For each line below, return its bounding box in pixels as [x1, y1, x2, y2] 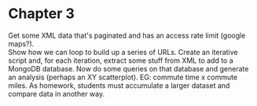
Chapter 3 [8, 5, 75, 23]
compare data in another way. [8, 89, 105, 98]
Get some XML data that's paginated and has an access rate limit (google [8, 31, 246, 40]
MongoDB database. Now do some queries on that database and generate [8, 64, 249, 73]
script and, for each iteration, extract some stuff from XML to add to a [8, 56, 233, 65]
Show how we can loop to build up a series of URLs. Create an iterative [8, 47, 238, 57]
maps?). [8, 38, 35, 48]
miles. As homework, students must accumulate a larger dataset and [8, 80, 230, 90]
